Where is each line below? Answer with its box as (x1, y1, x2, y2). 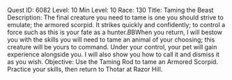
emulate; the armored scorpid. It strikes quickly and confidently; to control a (7, 21, 226, 29)
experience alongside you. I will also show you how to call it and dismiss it (7, 50, 219, 58)
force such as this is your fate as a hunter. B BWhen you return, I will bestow (7, 28, 223, 36)
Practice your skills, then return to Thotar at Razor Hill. (7, 65, 163, 73)
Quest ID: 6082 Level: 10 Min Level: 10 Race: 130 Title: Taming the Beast (7, 6, 214, 14)
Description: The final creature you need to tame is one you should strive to (7, 13, 224, 22)
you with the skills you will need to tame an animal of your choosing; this (7, 35, 215, 44)
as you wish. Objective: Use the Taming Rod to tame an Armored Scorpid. (7, 58, 218, 65)
